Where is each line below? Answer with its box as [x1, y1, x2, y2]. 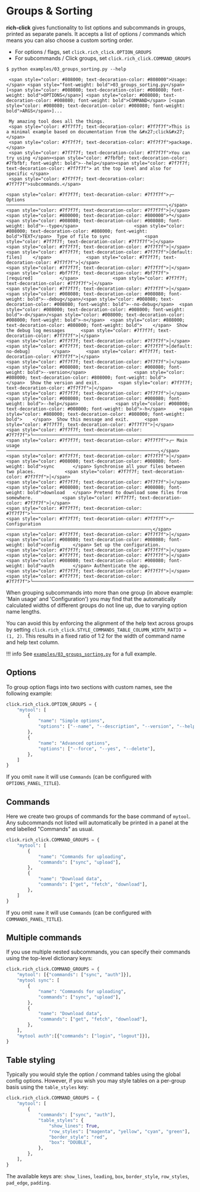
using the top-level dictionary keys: [6, 955, 93, 962]
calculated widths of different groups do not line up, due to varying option [6, 602, 187, 609]
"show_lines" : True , [48, 1123, 100, 1129]
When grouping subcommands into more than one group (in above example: [6, 589, 193, 596]
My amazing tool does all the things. [8, 118, 105, 124]
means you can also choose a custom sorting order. [6, 36, 134, 44]
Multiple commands [6, 932, 82, 942]
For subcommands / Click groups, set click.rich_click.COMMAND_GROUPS [14, 54, 192, 62]
